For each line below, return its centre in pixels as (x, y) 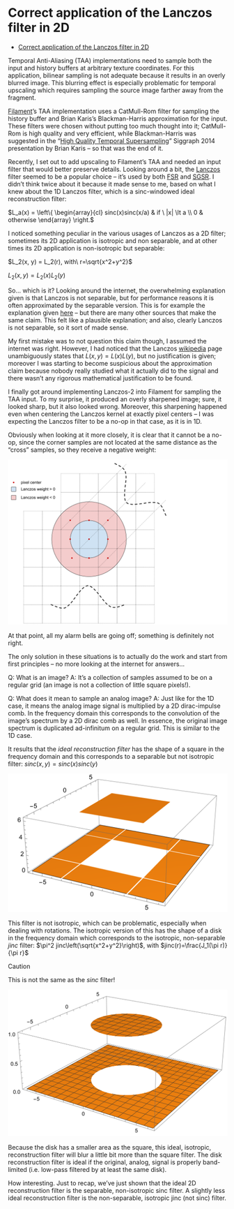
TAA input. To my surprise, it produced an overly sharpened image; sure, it (115, 399)
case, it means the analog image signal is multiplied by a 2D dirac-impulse (115, 706)
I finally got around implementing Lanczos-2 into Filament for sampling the (115, 392)
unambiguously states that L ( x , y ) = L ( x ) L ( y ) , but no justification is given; (112, 356)
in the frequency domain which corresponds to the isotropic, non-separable (117, 937)
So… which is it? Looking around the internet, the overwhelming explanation (117, 290)
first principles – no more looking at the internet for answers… (96, 664)
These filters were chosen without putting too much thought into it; (104, 126)
